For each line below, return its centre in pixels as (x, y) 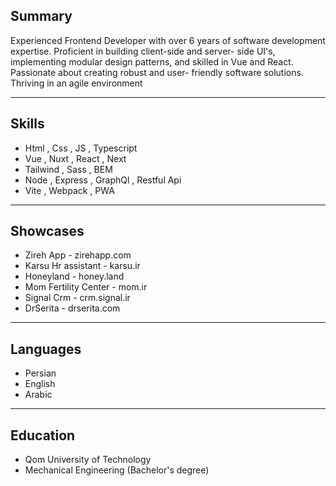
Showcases (47, 231)
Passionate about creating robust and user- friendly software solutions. (157, 72)
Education (43, 435)
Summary (41, 16)
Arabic (38, 395)
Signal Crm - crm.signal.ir (77, 298)
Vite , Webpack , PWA (69, 190)
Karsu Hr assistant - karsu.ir (82, 266)
